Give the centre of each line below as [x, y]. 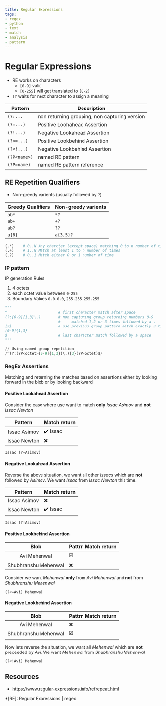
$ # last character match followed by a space [78, 335]
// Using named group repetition [40, 349]
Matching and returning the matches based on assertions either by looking [81, 377]
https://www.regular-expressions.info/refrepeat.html [65, 689]
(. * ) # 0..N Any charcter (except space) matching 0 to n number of [80, 246]
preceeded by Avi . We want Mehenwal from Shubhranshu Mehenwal [75, 652]
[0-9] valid [31, 85]
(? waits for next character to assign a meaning [60, 96]
